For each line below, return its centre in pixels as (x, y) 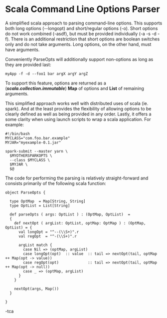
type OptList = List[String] (40, 205)
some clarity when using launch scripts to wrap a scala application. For (78, 119)
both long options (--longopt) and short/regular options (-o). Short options (82, 28)
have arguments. (22, 49)
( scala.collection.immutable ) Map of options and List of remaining (75, 88)
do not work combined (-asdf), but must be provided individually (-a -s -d (81, 33)
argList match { (35, 245)
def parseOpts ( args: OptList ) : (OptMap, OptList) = (70, 214)
